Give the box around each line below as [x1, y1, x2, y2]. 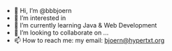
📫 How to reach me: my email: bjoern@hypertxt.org [13, 37, 165, 44]
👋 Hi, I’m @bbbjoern [13, 7, 72, 14]
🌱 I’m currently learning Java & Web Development [13, 21, 157, 29]
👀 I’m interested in [13, 14, 66, 22]
